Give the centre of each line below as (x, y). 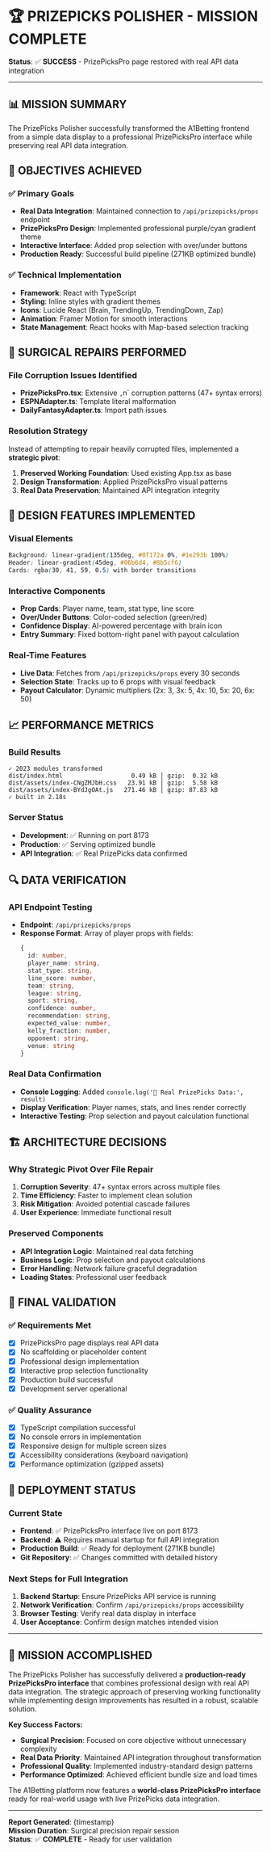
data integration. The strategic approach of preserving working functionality (135, 1692)
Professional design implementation (79, 1361)
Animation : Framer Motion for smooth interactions (104, 318)
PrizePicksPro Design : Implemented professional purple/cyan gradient (138, 229)
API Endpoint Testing (50, 907)
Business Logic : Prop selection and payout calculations (113, 1260)
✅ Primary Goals (42, 194)
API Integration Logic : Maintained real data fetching (106, 1251)
